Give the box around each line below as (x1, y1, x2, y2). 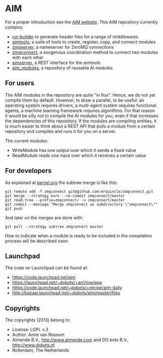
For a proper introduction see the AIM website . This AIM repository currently (5, 19, 158, 25)
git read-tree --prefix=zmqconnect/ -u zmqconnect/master (5, 197, 125, 203)
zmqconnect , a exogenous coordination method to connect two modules (12, 49, 158, 55)
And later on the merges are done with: (5, 214, 84, 220)
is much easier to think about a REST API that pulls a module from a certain (5, 123, 156, 129)
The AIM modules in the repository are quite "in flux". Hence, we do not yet (5, 92, 156, 98)
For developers (5, 167, 52, 175)
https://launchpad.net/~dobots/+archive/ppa (12, 279, 102, 286)
